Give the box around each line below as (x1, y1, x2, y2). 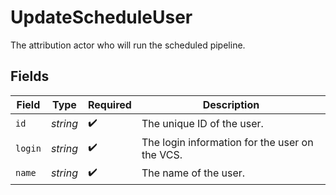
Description (202, 97, 260, 111)
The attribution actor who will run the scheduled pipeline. (10, 39, 246, 51)
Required (87, 97, 132, 111)
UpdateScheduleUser (10, 6, 193, 29)
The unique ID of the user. (141, 117, 264, 131)
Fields (10, 68, 50, 85)
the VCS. (141, 147, 183, 161)
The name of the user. (141, 166, 246, 180)
